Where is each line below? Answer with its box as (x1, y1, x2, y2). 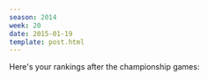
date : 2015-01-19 (9, 29, 73, 38)
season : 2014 (9, 12, 57, 22)
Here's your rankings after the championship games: (9, 62, 200, 72)
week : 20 (9, 21, 41, 30)
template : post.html (9, 37, 85, 47)
